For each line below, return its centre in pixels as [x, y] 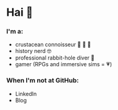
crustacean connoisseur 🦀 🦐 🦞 [53, 44]
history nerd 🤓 [33, 51]
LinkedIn [26, 94]
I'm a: [15, 32]
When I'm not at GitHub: [43, 80]
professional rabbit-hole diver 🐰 [55, 58]
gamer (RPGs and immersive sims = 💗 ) [64, 64]
